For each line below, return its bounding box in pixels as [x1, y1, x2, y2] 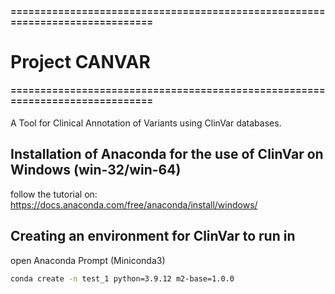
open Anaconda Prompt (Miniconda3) [10, 254, 166, 266]
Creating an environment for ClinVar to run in [10, 228, 296, 245]
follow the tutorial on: [10, 188, 98, 200]
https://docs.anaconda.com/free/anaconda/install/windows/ [10, 198, 258, 211]
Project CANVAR [10, 50, 151, 73]
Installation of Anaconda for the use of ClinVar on [10, 146, 324, 163]
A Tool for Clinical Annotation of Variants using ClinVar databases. [10, 117, 282, 129]
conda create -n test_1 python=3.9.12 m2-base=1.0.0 [10, 273, 235, 284]
